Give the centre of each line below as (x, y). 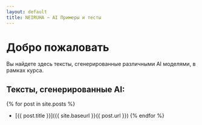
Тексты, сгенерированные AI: (66, 89)
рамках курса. (25, 71)
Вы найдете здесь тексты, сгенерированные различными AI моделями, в (101, 64)
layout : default (27, 12)
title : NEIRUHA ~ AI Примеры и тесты (54, 18)
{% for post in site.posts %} (41, 104)
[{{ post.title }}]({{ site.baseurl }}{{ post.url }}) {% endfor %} (90, 116)
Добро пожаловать (58, 47)
